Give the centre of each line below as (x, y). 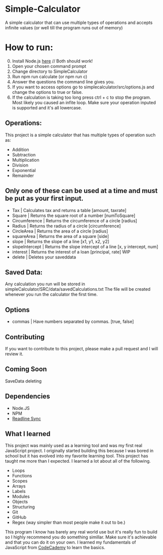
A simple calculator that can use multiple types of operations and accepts (79, 22)
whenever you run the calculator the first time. (52, 295)
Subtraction (24, 154)
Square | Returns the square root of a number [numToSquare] (73, 215)
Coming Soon (26, 369)
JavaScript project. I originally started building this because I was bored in (79, 451)
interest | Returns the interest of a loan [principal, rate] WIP (71, 252)
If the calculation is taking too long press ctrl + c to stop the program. (81, 97)
